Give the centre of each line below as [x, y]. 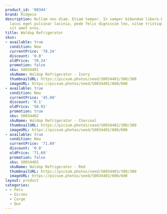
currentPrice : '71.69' [33, 144]
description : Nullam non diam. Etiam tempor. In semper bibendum [74, 19]
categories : [17, 185]
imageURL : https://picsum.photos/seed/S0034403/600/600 [69, 176]
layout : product [22, 181]
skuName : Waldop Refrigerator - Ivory [50, 74]
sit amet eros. [25, 28]
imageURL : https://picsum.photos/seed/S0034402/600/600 [69, 130]
